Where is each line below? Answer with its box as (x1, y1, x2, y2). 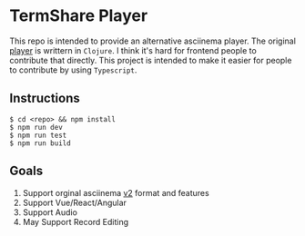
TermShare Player (9, 5, 148, 26)
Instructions (9, 91, 80, 106)
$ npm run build (9, 138, 71, 148)
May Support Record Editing (22, 216, 129, 227)
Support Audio (22, 206, 77, 218)
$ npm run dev (9, 123, 64, 132)
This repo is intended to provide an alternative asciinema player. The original (9, 35, 296, 46)
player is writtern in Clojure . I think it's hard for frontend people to (9, 44, 257, 55)
